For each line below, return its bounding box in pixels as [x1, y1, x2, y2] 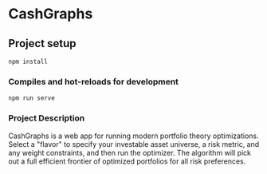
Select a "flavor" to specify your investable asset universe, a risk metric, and [8, 139, 260, 148]
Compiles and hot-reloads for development [8, 76, 179, 87]
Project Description [8, 113, 85, 124]
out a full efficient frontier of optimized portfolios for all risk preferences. [8, 156, 246, 166]
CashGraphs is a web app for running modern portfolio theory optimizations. [8, 131, 259, 140]
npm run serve [8, 94, 56, 102]
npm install [8, 57, 48, 65]
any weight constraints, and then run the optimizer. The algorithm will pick [8, 148, 252, 157]
